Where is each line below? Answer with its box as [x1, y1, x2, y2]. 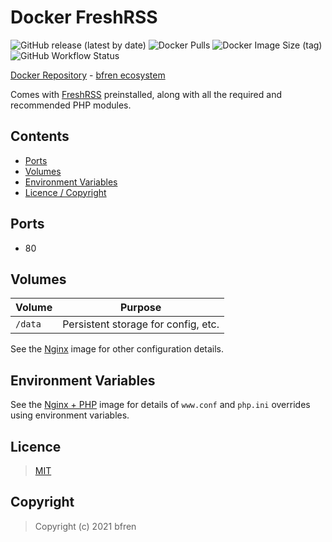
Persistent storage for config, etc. [62, 317, 220, 331]
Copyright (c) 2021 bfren [34, 520, 137, 532]
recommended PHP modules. [10, 99, 132, 111]
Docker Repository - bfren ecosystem [10, 69, 166, 81]
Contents [10, 128, 70, 145]
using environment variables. [10, 409, 130, 421]
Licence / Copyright [24, 186, 107, 198]
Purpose [119, 301, 162, 315]
